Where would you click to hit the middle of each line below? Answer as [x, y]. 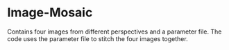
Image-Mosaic [50, 13]
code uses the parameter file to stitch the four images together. [98, 38]
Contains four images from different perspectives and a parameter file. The [114, 32]
